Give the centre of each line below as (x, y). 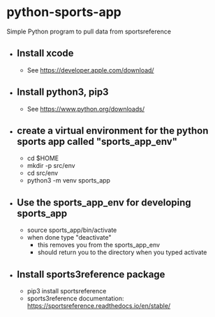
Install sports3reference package (91, 274)
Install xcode (45, 53)
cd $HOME (43, 158)
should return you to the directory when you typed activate (122, 252)
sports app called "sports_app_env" (97, 141)
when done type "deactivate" (69, 238)
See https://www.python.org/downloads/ (86, 109)
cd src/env (43, 173)
